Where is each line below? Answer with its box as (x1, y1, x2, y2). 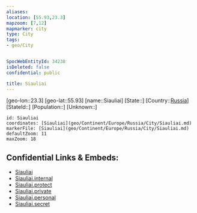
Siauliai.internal (14, 175, 53, 182)
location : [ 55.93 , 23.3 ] (6, 14, 66, 20)
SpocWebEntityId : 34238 (6, 58, 66, 64)
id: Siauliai (6, 115, 39, 121)
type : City (6, 31, 34, 37)
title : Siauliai (6, 81, 47, 87)
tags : (6, 37, 20, 43)
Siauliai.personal (14, 194, 56, 202)
